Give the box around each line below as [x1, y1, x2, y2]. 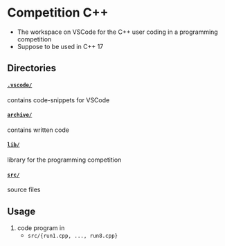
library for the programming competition [7, 155, 122, 164]
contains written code [7, 126, 69, 134]
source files [7, 185, 41, 194]
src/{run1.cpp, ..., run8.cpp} [27, 232, 118, 239]
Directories [7, 62, 57, 74]
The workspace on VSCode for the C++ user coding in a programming [17, 28, 218, 36]
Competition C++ [7, 5, 109, 21]
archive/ [7, 112, 33, 119]
